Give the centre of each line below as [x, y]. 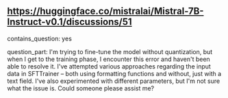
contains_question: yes [39, 38]
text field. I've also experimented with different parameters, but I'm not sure [114, 81]
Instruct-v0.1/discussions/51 [69, 22]
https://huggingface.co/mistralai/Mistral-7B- [105, 11]
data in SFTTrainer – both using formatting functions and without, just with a [114, 73]
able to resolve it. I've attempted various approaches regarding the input [109, 66]
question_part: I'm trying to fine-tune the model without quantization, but [110, 51]
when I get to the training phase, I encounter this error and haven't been [109, 59]
